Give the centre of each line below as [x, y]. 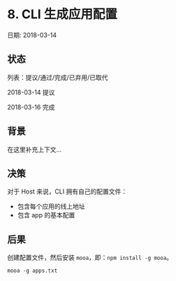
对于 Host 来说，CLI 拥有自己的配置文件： [67, 192]
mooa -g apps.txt [32, 271]
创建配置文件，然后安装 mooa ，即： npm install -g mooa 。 [90, 258]
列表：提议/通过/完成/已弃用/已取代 [58, 77]
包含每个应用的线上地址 [51, 206]
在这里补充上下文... [35, 149]
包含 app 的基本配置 [46, 215]
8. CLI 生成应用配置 [62, 14]
